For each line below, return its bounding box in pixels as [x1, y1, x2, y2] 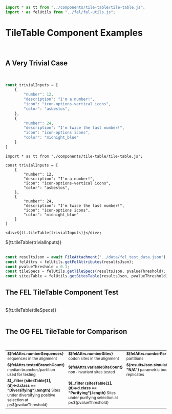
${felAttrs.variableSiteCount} [68, 365, 123, 370]
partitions [126, 356, 144, 362]
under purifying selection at [68, 394, 118, 400]
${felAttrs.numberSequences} [7, 351, 64, 356]
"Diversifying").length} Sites [7, 388, 60, 393]
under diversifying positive [7, 392, 55, 398]
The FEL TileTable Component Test [5, 288, 119, 296]
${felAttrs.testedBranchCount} [7, 362, 65, 367]
